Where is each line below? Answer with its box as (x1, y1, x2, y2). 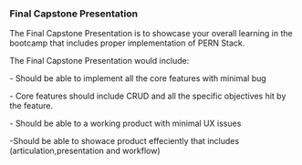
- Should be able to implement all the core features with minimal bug (9, 73, 266, 84)
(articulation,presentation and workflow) (9, 145, 161, 157)
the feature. (9, 100, 53, 111)
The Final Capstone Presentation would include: (9, 56, 190, 67)
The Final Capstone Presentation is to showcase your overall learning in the (9, 28, 294, 39)
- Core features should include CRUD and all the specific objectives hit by (9, 90, 286, 102)
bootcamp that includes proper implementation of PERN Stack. (9, 37, 245, 48)
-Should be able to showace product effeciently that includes (9, 136, 240, 147)
